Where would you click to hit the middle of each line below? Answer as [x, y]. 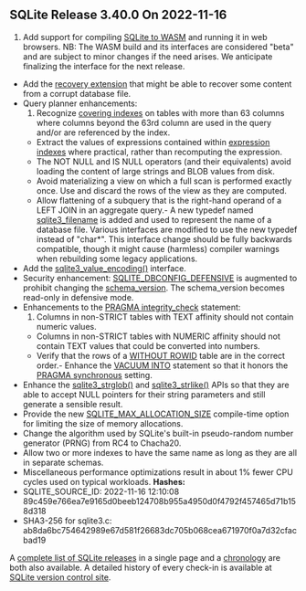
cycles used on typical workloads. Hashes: [104, 481]
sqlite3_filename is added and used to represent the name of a [154, 219]
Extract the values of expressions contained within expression [153, 142]
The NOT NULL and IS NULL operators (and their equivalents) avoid [164, 161]
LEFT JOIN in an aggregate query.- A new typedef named [145, 210]
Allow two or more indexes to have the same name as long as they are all [160, 452]
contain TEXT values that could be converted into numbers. [148, 345]
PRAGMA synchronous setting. [94, 375]
